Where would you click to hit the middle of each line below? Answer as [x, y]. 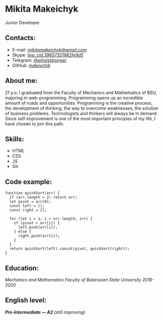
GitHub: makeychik [31, 65]
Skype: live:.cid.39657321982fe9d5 [48, 55]
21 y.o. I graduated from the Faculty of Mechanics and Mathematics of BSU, [81, 92]
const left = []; [27, 206]
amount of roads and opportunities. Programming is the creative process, [79, 103]
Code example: [29, 182]
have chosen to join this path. [35, 124]
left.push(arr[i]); [38, 228]
